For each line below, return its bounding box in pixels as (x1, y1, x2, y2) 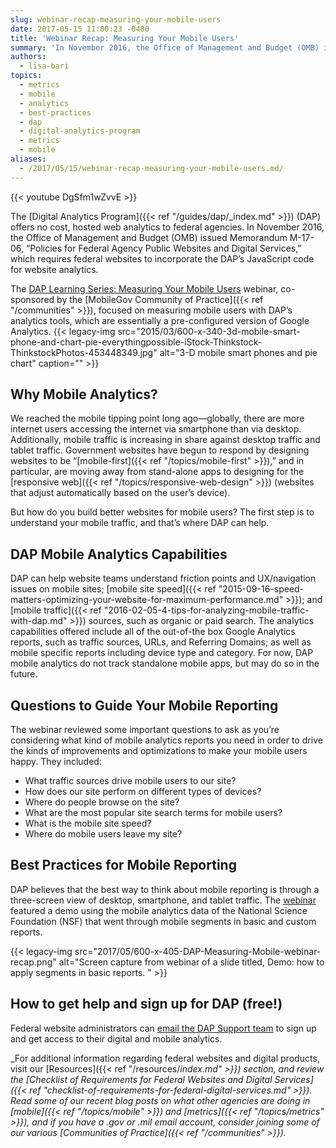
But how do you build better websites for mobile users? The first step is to (10, 506, 315, 518)
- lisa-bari (19, 61, 70, 71)
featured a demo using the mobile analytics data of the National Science (10, 904, 308, 916)
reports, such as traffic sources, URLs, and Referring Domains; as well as (10, 636, 312, 648)
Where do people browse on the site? (24, 796, 180, 808)
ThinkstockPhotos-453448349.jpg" (10, 346, 158, 358)
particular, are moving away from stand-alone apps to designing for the (10, 466, 305, 478)
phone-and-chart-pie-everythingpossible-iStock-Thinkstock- (10, 336, 263, 348)
